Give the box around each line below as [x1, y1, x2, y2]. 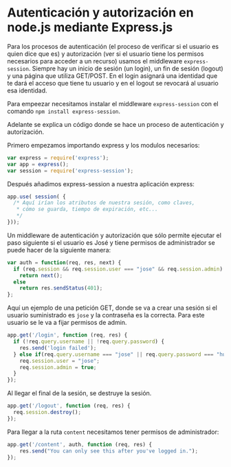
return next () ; [19, 272, 63, 279]
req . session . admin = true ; [19, 364, 97, 370]
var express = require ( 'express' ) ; [7, 154, 109, 161]
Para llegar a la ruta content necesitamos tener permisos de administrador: [7, 428, 219, 436]
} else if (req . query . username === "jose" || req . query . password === [13, 350, 214, 358]
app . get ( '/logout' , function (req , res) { [7, 402, 131, 410]
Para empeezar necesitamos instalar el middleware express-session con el [7, 99, 219, 108]
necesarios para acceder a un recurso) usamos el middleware [7, 57, 183, 65]
